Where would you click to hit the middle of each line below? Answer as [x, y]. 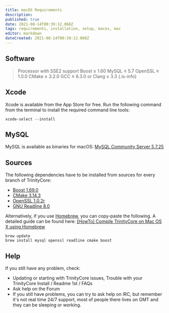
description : [19, 15]
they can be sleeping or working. [47, 305]
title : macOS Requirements [34, 10]
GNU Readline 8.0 [31, 206]
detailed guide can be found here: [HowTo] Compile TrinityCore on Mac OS [83, 221]
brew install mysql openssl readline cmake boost [59, 241]
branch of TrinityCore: [28, 180]
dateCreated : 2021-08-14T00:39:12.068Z [47, 38]
